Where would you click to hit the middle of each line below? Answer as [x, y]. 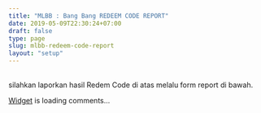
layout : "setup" [36, 53]
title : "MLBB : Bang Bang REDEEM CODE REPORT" [89, 16]
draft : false [30, 31]
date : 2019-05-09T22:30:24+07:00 [65, 23]
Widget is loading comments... [59, 100]
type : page [27, 38]
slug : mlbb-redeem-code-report [61, 46]
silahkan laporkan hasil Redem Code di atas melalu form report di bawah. [131, 85]
